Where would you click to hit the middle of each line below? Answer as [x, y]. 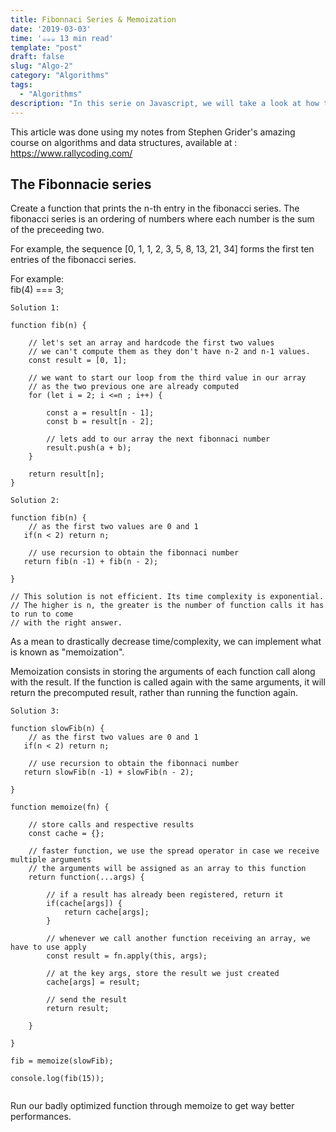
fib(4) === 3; [37, 290]
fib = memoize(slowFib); [62, 1061]
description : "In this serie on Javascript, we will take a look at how [165, 103]
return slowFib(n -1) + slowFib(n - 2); [109, 772]
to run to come [42, 614]
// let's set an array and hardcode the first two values [151, 343]
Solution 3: [35, 711]
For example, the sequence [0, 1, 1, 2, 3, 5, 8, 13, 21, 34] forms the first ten [162, 249]
